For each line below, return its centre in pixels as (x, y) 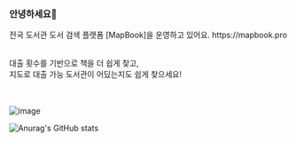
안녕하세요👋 (33, 13)
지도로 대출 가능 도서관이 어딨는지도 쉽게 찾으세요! (96, 75)
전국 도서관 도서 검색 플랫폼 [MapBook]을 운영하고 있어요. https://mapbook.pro (148, 35)
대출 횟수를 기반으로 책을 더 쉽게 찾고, (74, 63)
